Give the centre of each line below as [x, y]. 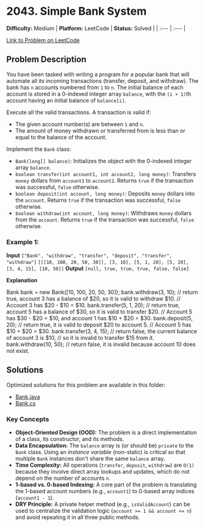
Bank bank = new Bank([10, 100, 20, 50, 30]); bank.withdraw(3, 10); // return [102, 292]
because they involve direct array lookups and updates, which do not [102, 472]
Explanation [22, 280]
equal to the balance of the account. [61, 137]
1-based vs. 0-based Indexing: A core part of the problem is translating [106, 485]
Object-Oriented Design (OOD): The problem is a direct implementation [106, 433]
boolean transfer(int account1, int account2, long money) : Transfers [106, 174]
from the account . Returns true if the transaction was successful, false [105, 220]
